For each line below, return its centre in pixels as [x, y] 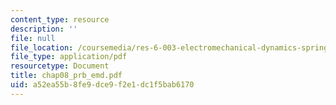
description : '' [44, 29]
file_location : [42, 47]
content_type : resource [60, 19]
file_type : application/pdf [69, 57]
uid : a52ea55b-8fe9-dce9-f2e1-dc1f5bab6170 [102, 85]
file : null [33, 38]
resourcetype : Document [60, 66]
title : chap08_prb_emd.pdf [66, 76]
